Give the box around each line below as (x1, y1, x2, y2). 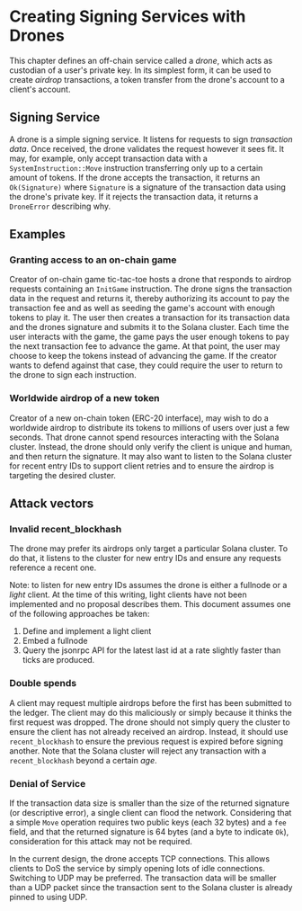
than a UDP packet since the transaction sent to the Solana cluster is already (9, 882, 293, 893)
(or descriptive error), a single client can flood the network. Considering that (9, 808, 292, 818)
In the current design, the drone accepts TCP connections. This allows (9, 853, 271, 864)
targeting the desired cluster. (9, 469, 117, 480)
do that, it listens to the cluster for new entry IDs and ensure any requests (9, 553, 281, 564)
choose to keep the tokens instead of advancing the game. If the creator (9, 351, 277, 362)
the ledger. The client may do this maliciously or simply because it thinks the (9, 707, 292, 718)
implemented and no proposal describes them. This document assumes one (9, 599, 291, 610)
